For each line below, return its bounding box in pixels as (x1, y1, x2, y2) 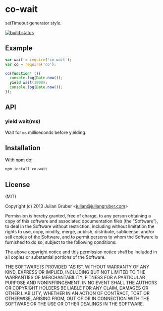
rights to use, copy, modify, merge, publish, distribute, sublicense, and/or (5, 229, 155, 235)
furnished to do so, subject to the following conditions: (5, 239, 116, 245)
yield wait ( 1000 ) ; (9, 80, 48, 85)
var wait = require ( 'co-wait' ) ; (5, 57, 72, 62)
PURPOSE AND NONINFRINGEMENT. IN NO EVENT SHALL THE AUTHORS (5, 280, 158, 286)
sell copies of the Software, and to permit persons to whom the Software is (5, 234, 159, 240)
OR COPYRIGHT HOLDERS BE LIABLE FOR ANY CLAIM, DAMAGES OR (5, 285, 149, 291)
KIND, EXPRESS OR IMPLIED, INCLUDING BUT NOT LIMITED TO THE (5, 269, 146, 275)
